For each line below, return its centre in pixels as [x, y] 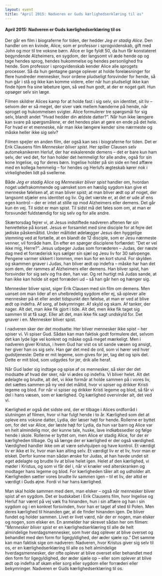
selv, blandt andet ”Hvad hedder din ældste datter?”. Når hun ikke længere [79, 116]
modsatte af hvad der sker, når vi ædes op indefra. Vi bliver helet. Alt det [77, 374]
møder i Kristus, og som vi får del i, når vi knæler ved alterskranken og [75, 466]
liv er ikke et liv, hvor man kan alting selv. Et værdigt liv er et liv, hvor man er [81, 451]
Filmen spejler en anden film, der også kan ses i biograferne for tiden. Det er [81, 142]
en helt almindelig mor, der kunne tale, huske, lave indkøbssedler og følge [79, 430]
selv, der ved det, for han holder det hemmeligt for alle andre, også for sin [79, 157]
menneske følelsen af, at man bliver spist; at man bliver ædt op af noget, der [81, 192]
